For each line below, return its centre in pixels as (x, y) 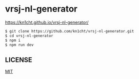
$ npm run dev (20, 45)
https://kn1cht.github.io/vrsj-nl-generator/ (47, 22)
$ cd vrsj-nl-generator (29, 36)
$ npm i (13, 40)
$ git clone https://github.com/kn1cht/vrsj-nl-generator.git (69, 31)
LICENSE (19, 60)
